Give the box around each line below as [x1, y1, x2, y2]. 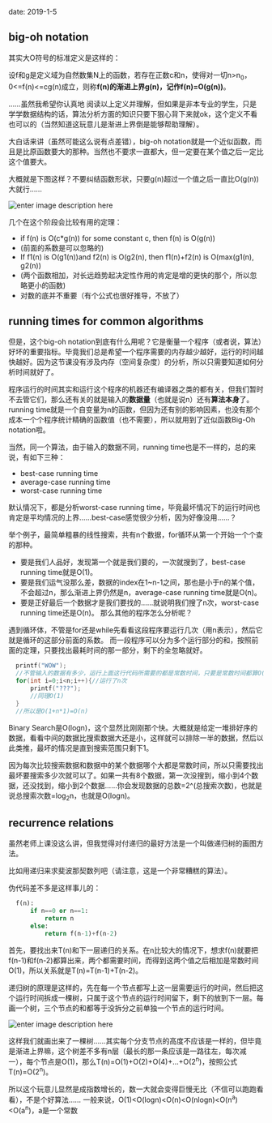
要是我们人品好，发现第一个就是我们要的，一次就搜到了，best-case [19, 557, 246, 567]
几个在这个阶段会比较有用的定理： [8, 216, 122, 226]
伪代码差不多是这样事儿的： [8, 883, 101, 893]
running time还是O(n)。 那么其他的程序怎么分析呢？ [19, 608, 193, 618]
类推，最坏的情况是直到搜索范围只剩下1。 [15, 743, 154, 752]
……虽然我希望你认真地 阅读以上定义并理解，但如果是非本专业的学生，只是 [8, 99, 257, 109]
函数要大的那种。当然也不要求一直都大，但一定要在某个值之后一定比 [36, 146, 264, 156]
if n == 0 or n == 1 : [29, 907, 89, 915]
